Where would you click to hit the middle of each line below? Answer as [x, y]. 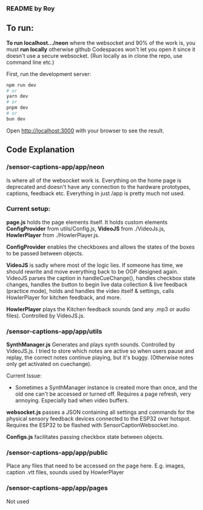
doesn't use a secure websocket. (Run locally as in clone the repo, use [95, 55]
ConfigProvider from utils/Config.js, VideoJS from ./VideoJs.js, [86, 229]
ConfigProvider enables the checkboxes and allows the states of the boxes [101, 247]
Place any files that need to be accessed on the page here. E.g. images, [96, 466]
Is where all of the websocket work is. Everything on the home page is [94, 180]
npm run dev [21, 85]
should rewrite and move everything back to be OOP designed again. [92, 271]
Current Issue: [24, 376]
